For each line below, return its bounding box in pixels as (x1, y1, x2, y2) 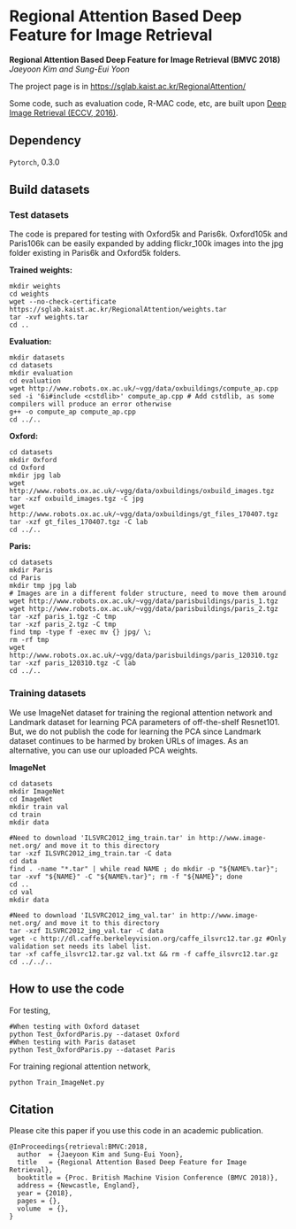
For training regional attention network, (9, 1061, 151, 1071)
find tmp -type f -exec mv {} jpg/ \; (9, 628, 152, 637)
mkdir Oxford (9, 456, 57, 465)
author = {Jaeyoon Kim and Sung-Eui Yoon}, (17, 1150, 184, 1159)
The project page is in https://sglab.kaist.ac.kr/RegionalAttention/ (9, 81, 247, 91)
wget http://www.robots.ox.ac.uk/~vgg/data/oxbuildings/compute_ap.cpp (9, 384, 278, 393)
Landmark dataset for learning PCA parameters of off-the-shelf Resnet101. (9, 716, 280, 727)
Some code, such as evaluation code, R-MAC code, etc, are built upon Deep (9, 97, 287, 108)
